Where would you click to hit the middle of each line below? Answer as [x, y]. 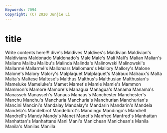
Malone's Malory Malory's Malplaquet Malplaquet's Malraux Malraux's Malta [83, 74]
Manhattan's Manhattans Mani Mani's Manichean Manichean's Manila [77, 121]
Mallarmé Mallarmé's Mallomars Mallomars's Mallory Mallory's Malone [78, 68]
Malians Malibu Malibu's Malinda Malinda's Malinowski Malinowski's [75, 63]
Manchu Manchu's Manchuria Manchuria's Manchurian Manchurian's [77, 100]
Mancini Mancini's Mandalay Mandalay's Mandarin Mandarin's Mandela [79, 105]
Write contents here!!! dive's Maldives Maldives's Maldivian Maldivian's [78, 53]
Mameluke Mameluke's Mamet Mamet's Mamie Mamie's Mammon [73, 84]
